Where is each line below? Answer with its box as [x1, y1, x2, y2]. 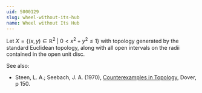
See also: [6, 62, 30, 70]
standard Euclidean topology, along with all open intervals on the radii [6, 44, 180, 52]
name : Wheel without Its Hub [6, 20, 80, 26]
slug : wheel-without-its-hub [6, 14, 80, 20]
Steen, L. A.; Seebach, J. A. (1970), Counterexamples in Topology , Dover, [15, 74, 197, 81]
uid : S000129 [6, 8, 39, 15]
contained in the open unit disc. [6, 50, 85, 58]
